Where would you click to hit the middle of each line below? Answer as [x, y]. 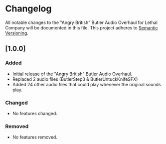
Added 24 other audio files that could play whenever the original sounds [86, 84]
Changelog [28, 9]
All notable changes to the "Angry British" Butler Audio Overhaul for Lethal [82, 22]
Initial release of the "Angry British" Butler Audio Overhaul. [72, 74]
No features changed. [35, 113]
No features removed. [35, 137]
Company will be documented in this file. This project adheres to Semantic [82, 27]
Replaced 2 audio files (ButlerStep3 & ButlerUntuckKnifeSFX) [75, 79]
